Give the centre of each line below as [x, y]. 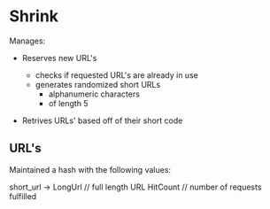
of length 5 [68, 103]
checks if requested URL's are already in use [117, 75]
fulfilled [23, 196]
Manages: [27, 41]
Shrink [34, 16]
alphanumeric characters [94, 94]
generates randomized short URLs [98, 84]
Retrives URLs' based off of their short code [102, 120]
